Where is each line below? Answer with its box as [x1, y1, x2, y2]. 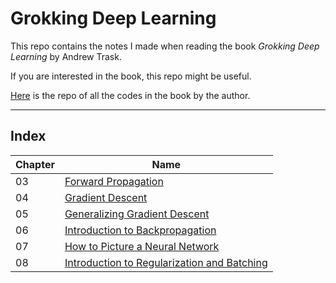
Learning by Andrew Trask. [10, 50, 122, 62]
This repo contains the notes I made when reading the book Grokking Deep [10, 40, 320, 52]
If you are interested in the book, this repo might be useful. [10, 70, 252, 82]
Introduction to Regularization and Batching [64, 255, 268, 269]
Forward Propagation [64, 174, 164, 188]
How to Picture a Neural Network [64, 239, 220, 253]
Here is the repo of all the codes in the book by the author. [10, 89, 251, 101]
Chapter [15, 157, 55, 171]
